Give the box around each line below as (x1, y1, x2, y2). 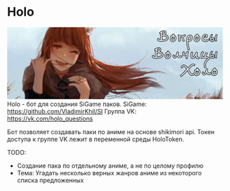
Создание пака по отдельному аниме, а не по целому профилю (16, 162, 204, 170)
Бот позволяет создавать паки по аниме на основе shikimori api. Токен (7, 127, 215, 136)
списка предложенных (16, 176, 84, 184)
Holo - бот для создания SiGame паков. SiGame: (7, 100, 147, 108)
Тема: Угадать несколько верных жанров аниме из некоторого (16, 168, 202, 177)
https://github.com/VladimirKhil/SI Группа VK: (7, 107, 137, 115)
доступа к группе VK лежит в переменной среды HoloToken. (7, 135, 185, 143)
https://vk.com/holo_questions (7, 114, 94, 123)
